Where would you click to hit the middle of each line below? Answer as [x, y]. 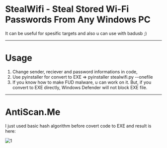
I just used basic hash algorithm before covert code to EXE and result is [78, 126]
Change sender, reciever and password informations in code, [75, 72]
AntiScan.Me [33, 112]
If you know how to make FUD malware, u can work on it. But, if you [82, 82]
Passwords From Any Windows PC [78, 20]
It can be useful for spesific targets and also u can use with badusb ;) [76, 33]
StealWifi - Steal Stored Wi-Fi [67, 9]
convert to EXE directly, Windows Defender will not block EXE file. [80, 87]
